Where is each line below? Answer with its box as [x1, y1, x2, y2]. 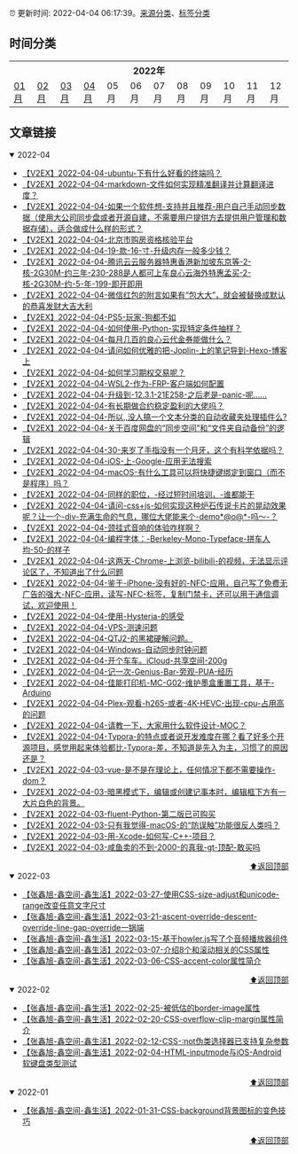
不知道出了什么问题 [52, 566, 124, 577]
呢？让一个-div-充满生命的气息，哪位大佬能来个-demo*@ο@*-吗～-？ [21, 511, 278, 521]
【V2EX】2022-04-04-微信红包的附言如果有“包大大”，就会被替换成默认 [21, 289, 286, 300]
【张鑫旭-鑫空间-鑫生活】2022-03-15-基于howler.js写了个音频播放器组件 [21, 933, 288, 944]
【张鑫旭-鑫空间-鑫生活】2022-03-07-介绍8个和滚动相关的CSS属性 [21, 944, 271, 955]
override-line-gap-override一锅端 [21, 922, 145, 932]
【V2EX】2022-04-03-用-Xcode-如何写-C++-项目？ [21, 830, 216, 841]
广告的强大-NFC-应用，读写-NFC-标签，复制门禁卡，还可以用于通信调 [21, 589, 279, 599]
